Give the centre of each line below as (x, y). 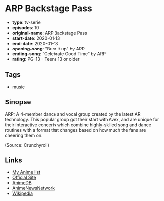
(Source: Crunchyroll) (27, 145)
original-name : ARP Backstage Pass (50, 33)
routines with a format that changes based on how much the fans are (76, 130)
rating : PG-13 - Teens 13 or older (46, 59)
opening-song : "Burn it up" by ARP (49, 49)
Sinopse (18, 102)
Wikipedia (23, 193)
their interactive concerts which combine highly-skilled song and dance (78, 125)
